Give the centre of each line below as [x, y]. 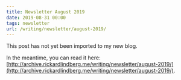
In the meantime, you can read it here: [53, 58]
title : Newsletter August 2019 [46, 12]
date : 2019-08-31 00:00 [36, 18]
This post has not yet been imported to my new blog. [72, 46]
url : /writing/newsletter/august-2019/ [56, 29]
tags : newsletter [28, 23]
